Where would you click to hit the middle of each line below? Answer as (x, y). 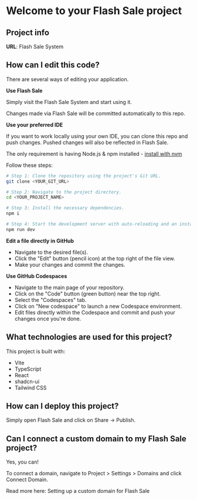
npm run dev (21, 229)
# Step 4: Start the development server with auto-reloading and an (91, 224)
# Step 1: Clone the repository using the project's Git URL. (84, 176)
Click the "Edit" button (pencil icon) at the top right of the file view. (95, 258)
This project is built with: (36, 351)
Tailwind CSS (30, 387)
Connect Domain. (27, 479)
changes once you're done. (48, 318)
